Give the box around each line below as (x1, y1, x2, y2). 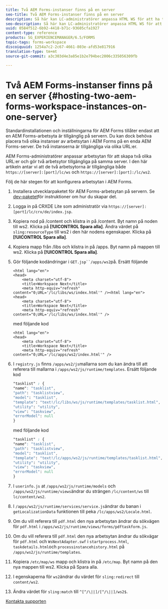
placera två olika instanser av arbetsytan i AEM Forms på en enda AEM (5, 138, 152, 145)
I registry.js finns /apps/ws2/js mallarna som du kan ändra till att (12, 361, 148, 367)
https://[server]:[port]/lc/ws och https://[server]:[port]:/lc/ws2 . (5, 169, 152, 175)
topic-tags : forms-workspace (5, 40, 66, 45)
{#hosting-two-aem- (47, 90, 137, 101)
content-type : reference (5, 30, 57, 35)
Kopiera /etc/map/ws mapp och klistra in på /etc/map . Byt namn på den (12, 559, 158, 565)
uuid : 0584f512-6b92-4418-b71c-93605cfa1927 (5, 26, 100, 31)
